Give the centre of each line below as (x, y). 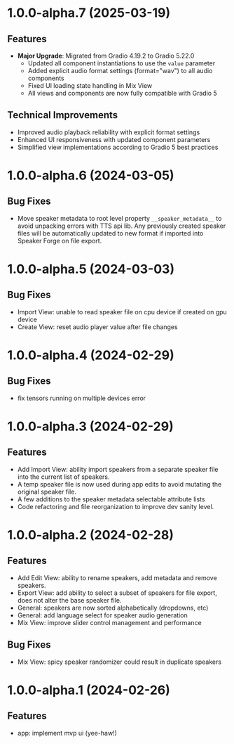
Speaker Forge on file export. (60, 240)
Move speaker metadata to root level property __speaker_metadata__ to (119, 218)
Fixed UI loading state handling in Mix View (90, 85)
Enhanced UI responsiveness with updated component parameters (114, 139)
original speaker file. (47, 492)
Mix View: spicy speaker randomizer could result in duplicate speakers (119, 662)
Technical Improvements (63, 115)
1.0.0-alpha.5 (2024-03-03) (91, 269)
